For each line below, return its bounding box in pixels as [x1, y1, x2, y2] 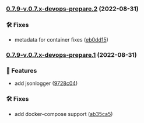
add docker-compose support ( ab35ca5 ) [14, 110, 113, 117]
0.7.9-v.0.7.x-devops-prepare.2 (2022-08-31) [6, 5, 139, 13]
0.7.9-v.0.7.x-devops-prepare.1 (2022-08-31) [6, 51, 137, 59]
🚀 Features [6, 67, 37, 75]
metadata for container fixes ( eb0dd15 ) [14, 36, 109, 43]
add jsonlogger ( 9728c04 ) [14, 80, 78, 87]
